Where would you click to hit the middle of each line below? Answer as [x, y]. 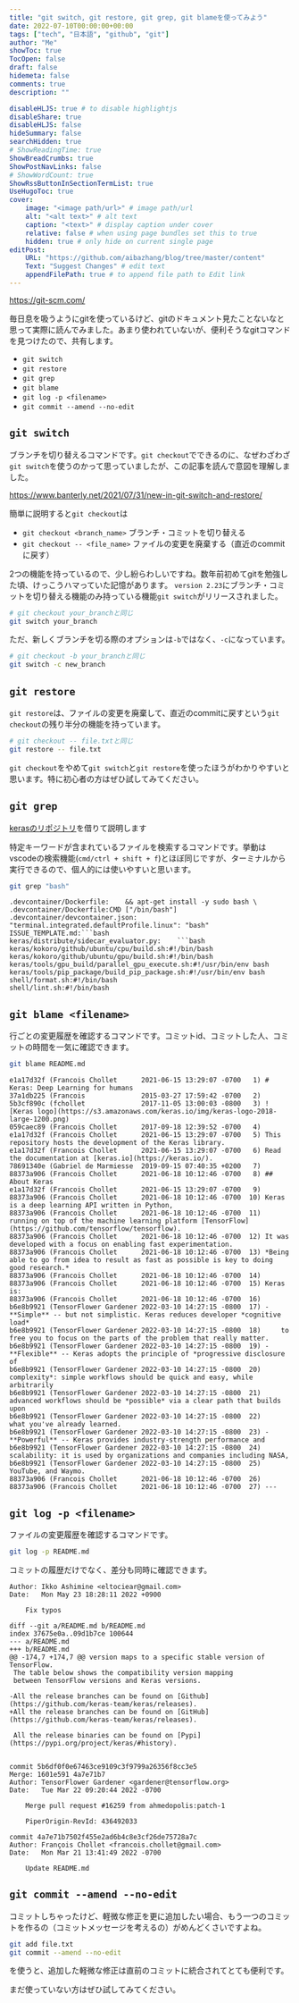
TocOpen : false [37, 59]
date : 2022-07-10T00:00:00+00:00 [71, 26]
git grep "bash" [39, 886]
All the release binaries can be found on [93, 1735]
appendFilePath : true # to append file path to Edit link [135, 275]
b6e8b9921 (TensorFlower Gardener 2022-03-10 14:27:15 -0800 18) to [149, 1331]
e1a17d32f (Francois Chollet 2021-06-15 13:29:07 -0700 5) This [145, 1135]
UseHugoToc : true [42, 192]
